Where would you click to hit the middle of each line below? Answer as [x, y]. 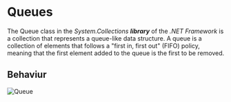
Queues [30, 12]
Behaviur [27, 75]
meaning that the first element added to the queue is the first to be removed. [116, 53]
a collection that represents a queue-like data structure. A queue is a [104, 38]
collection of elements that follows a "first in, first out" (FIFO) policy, [103, 45]
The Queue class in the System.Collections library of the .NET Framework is [115, 31]
